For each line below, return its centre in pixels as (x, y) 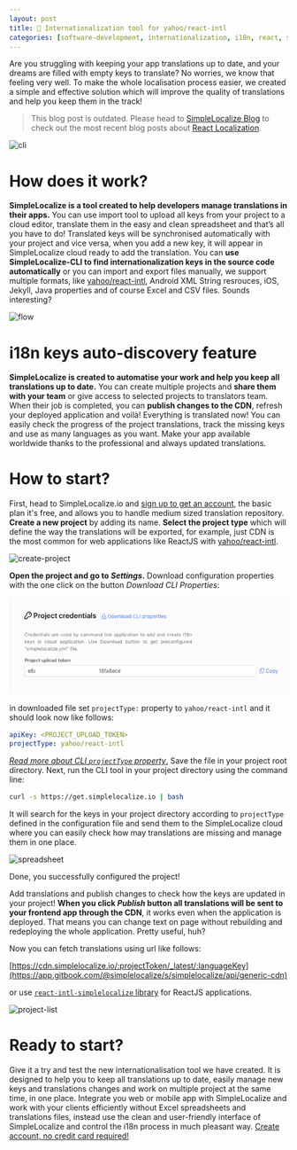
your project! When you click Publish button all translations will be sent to (146, 904)
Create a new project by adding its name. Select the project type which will (148, 522)
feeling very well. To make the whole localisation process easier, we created (148, 82)
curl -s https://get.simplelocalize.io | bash (96, 797)
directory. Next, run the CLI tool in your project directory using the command (148, 771)
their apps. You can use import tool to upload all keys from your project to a (147, 215)
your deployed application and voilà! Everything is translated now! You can (145, 415)
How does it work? (79, 181)
